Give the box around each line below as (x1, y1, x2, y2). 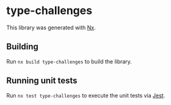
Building (6, 42, 38, 52)
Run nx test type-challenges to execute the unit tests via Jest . (6, 92, 166, 99)
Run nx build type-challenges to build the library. (6, 57, 133, 65)
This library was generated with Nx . (6, 24, 96, 31)
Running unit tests (6, 76, 78, 86)
